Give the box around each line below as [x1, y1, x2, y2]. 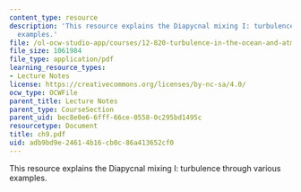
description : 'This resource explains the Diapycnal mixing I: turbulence [9, 22, 295, 31]
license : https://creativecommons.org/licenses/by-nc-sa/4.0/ [9, 80, 246, 89]
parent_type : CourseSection [9, 105, 115, 114]
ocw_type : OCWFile [9, 88, 78, 97]
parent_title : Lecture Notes [9, 96, 118, 106]
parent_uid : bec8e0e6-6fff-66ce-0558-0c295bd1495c [9, 113, 202, 122]
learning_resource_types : [9, 64, 106, 73]
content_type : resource [9, 13, 99, 22]
